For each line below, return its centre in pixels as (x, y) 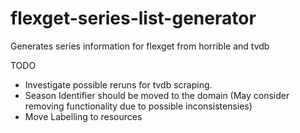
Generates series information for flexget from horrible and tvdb (140, 46)
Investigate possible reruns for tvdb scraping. (118, 84)
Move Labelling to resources (83, 116)
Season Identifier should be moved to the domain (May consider (157, 95)
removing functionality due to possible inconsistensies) (138, 106)
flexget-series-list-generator (133, 18)
